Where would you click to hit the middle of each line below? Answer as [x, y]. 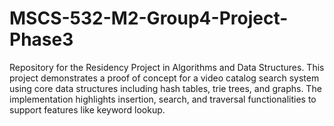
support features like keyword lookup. [87, 109]
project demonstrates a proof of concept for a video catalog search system [164, 78]
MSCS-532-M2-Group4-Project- [149, 18]
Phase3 [41, 39]
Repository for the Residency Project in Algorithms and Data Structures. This [167, 67]
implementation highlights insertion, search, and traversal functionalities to [163, 99]
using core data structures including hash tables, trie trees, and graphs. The [165, 88]
